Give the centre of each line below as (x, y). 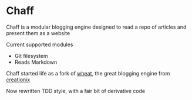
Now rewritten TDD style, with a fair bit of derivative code (76, 91)
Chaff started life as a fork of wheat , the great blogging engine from (88, 73)
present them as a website (38, 33)
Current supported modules (40, 44)
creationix (18, 80)
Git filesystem (31, 56)
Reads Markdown (36, 62)
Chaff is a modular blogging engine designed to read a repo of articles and (96, 27)
